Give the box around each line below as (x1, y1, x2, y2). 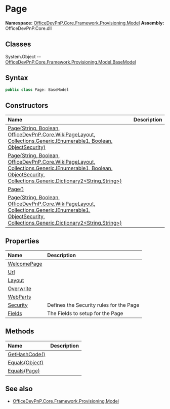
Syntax (5, 74, 28, 82)
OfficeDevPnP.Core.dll (5, 25, 52, 31)
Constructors (5, 101, 49, 110)
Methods (5, 327, 34, 336)
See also (5, 385, 33, 393)
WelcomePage (8, 260, 42, 267)
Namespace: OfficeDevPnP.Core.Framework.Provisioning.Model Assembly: (5, 20, 164, 26)
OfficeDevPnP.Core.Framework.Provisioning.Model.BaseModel (5, 59, 136, 65)
